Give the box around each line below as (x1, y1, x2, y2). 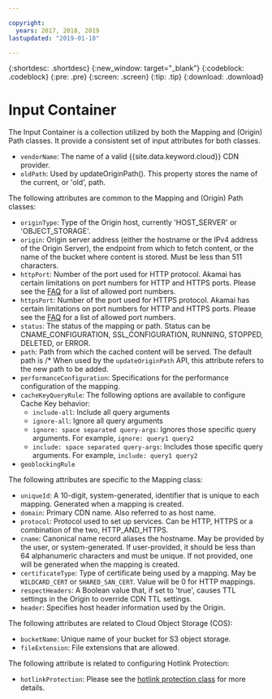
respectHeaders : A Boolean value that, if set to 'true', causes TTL (19, 585, 236, 595)
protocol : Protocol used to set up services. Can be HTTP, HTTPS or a (19, 516, 253, 526)
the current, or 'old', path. (19, 178, 106, 188)
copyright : (8, 19, 45, 27)
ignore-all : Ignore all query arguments (32, 416, 164, 426)
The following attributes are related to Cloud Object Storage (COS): (8, 619, 233, 628)
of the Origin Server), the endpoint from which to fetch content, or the (19, 244, 254, 253)
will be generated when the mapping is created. (19, 559, 180, 569)
